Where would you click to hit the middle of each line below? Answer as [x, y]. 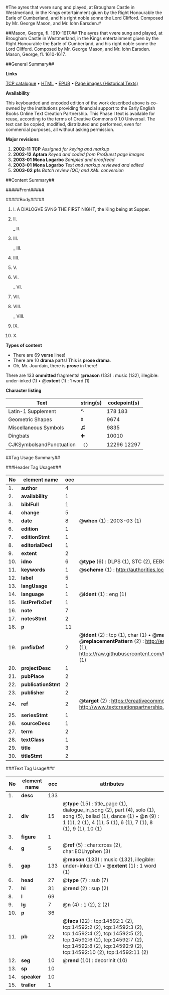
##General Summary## [30, 64]
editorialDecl [37, 545]
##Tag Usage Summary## [33, 458]
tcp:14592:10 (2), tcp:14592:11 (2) [106, 952]
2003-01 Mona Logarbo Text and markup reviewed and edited [78, 165]
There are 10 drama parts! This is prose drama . [62, 360]
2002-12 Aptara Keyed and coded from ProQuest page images [78, 154]
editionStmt [35, 537]
